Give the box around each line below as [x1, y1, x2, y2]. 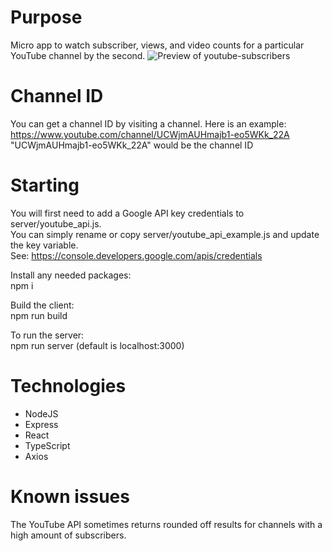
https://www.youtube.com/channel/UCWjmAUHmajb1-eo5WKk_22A [10, 128, 290, 140]
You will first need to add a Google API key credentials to [10, 207, 245, 219]
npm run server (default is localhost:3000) [10, 339, 185, 351]
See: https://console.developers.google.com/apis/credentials [10, 249, 263, 261]
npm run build [10, 309, 68, 321]
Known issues [10, 485, 130, 508]
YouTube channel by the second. [10, 49, 146, 61]
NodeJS [24, 407, 59, 420]
